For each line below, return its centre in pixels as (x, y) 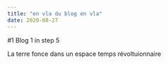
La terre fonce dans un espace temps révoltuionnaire (84, 54)
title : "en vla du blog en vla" (55, 14)
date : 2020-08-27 (33, 20)
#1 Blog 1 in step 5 (34, 40)
